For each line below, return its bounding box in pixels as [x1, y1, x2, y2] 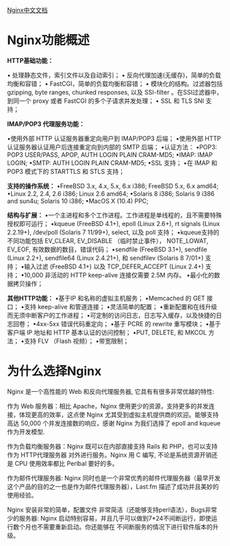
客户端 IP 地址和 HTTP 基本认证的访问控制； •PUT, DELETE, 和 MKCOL [7, 328, 207, 336]
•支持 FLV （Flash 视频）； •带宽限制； [20, 336, 129, 345]
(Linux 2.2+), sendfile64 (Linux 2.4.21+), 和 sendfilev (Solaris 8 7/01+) [7, 253, 204, 262]
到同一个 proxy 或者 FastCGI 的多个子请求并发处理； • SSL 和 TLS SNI [7, 97, 204, 105]
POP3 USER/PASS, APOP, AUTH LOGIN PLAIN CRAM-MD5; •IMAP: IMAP [7, 150, 214, 159]
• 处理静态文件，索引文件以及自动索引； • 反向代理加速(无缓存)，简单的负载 [7, 71, 221, 79]
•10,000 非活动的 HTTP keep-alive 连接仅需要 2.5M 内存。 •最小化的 [20, 271, 214, 279]
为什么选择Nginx [7, 364, 102, 379]
